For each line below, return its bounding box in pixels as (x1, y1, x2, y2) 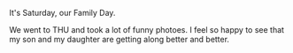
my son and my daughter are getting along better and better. (9, 34, 230, 44)
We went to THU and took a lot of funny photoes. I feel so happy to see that (9, 25, 285, 34)
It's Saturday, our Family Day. (9, 8, 116, 18)
